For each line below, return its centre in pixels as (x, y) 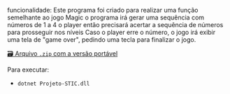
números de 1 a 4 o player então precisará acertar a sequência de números (115, 25)
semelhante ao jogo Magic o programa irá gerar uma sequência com (106, 17)
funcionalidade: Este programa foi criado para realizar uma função (103, 10)
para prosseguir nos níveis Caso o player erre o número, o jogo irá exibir (112, 32)
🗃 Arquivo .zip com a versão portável (63, 54)
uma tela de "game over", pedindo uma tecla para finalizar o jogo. (102, 40)
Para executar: (28, 70)
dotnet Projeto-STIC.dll (53, 84)
